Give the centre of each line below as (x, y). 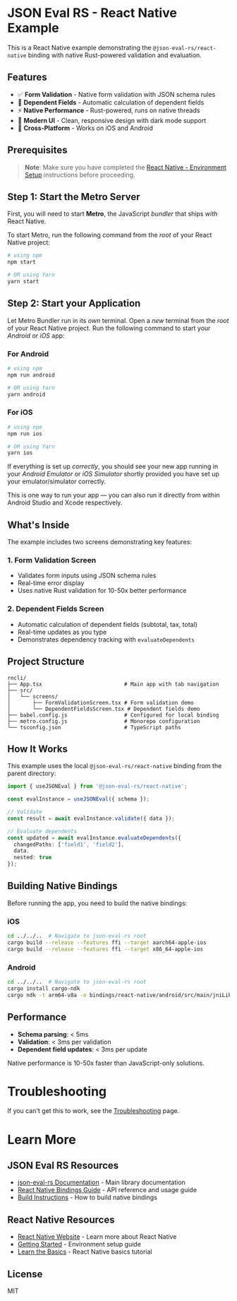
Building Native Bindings (62, 886)
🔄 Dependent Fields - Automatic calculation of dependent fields (111, 102)
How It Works (38, 749)
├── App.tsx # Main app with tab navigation (113, 684)
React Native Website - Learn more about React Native (97, 1237)
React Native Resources (61, 1219)
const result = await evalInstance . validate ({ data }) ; (91, 818)
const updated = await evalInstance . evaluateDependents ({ (94, 838)
